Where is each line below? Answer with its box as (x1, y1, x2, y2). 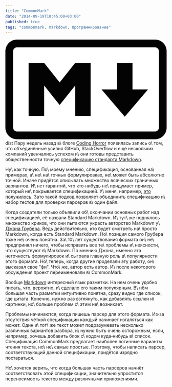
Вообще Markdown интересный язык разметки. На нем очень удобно (5, 279, 158, 286)
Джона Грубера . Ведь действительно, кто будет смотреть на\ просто (5, 225, 157, 232)
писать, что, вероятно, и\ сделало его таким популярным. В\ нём (5, 285, 148, 291)
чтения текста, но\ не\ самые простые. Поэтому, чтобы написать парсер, (5, 344, 166, 350)
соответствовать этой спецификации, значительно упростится (5, 371, 143, 377)
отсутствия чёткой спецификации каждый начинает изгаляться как (5, 316, 153, 323)
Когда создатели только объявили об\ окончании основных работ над (5, 209, 160, 216)
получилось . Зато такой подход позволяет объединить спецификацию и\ (5, 193, 165, 200)
